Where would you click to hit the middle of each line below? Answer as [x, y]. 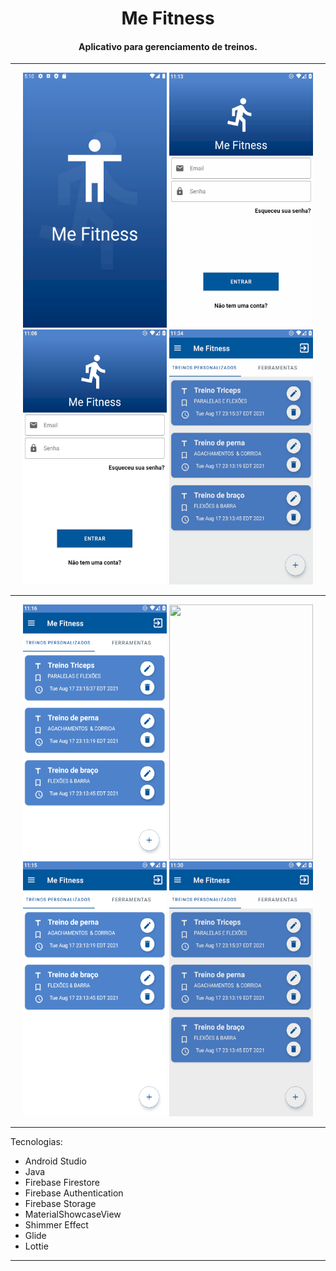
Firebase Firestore [62, 1183]
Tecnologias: [36, 1142]
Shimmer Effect [56, 1225]
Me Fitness [168, 18]
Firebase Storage [60, 1204]
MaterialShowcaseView [73, 1214]
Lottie [36, 1246]
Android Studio [55, 1161]
